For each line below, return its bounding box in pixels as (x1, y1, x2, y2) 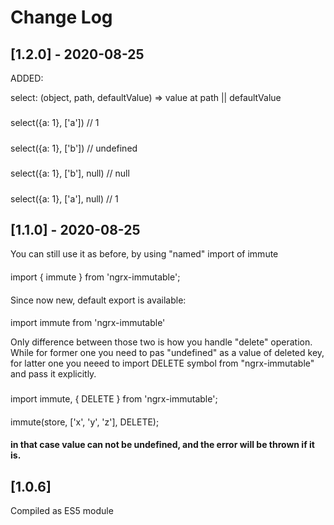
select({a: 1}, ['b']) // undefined (10, 142, 138, 154)
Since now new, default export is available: (10, 294, 187, 306)
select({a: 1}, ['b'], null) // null (10, 167, 130, 180)
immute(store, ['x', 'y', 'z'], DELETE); (10, 416, 160, 428)
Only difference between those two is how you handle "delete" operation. (10, 336, 313, 348)
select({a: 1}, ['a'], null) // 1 (10, 192, 119, 205)
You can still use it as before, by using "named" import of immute (10, 248, 279, 260)
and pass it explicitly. (10, 368, 97, 380)
